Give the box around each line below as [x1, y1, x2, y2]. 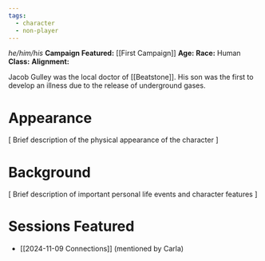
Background [8, 163, 91, 181]
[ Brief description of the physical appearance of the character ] [8, 135, 219, 144]
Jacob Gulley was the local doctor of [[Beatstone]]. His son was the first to [8, 73, 254, 82]
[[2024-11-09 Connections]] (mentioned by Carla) [19, 244, 184, 254]
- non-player [15, 26, 59, 34]
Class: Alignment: [8, 57, 69, 66]
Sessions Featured [8, 217, 135, 235]
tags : [8, 11, 26, 20]
